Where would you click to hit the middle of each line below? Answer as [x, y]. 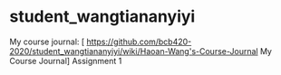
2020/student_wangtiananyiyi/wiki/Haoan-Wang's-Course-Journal [134, 51]
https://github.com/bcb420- [139, 42]
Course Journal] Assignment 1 [66, 61]
